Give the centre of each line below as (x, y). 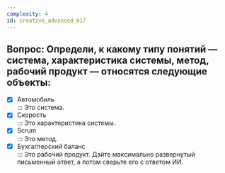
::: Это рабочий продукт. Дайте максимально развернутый (106, 154)
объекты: (29, 82)
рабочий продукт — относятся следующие (107, 71)
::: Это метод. (37, 138)
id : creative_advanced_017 (46, 21)
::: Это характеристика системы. (66, 123)
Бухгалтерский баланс (51, 146)
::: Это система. (41, 108)
